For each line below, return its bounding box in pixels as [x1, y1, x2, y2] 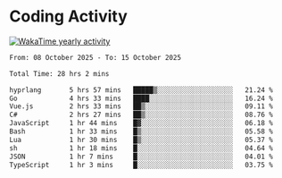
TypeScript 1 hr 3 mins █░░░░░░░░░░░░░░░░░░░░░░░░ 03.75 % [9, 160, 274, 169]
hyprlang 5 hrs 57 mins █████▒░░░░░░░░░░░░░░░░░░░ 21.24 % [9, 85, 274, 95]
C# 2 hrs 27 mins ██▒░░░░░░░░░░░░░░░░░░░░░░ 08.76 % [9, 110, 274, 120]
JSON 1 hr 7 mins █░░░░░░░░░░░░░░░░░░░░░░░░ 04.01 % [9, 152, 274, 161]
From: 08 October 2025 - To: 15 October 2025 [9, 53, 181, 62]
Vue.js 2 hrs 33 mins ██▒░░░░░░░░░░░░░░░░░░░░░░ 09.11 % [9, 102, 274, 111]
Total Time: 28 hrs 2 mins [9, 69, 110, 78]
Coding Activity [9, 6, 128, 27]
